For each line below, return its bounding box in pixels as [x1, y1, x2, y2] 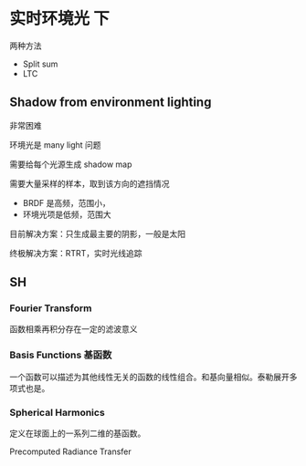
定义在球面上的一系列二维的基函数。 [9, 428, 146, 439]
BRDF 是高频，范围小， [22, 197, 111, 208]
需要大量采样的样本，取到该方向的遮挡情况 [9, 178, 170, 189]
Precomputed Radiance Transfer [9, 446, 132, 457]
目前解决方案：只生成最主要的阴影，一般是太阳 [9, 228, 185, 239]
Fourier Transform [9, 302, 92, 315]
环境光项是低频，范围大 [22, 209, 111, 220]
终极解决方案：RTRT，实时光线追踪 [9, 247, 143, 258]
